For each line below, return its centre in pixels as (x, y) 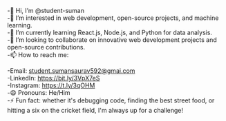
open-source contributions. (46, 47)
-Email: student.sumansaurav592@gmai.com (71, 71)
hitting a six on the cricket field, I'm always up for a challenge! (95, 110)
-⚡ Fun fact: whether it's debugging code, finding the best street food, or (111, 100)
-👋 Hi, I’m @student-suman (46, 11)
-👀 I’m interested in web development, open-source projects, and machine (113, 18)
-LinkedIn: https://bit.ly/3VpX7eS (54, 78)
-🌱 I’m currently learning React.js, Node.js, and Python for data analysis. (110, 32)
